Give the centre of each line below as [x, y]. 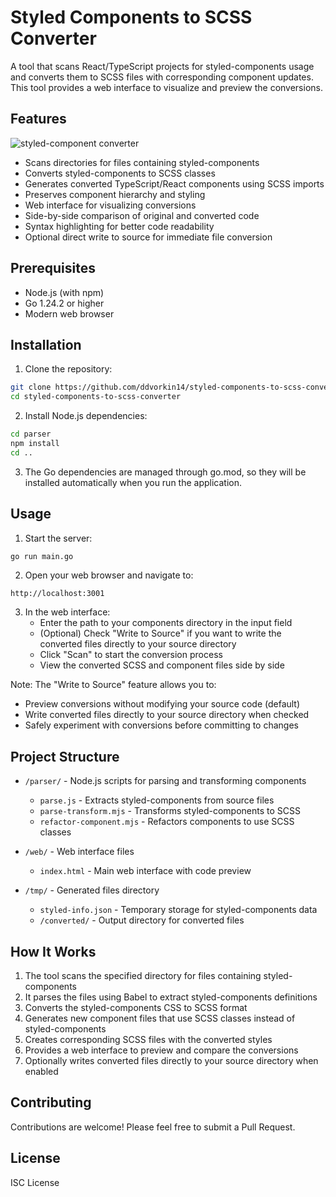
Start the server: [58, 538]
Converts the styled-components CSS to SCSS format [136, 1008]
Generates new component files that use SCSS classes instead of [160, 1018]
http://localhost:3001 [57, 594]
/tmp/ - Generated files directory [92, 890]
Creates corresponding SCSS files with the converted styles [148, 1040]
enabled [41, 1072]
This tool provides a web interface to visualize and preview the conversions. [166, 87]
